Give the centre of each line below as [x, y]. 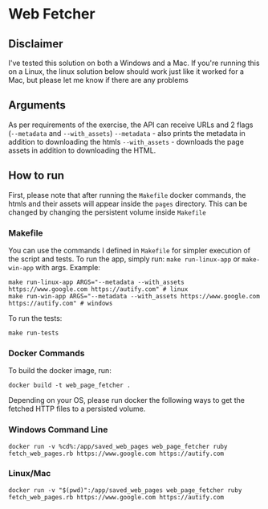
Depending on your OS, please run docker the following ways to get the [126, 400]
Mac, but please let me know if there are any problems [98, 80]
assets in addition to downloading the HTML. [82, 150]
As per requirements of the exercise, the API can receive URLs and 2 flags [131, 125]
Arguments [37, 105]
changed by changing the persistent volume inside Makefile [107, 212]
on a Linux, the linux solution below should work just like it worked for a [126, 72]
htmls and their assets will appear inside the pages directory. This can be [128, 203]
